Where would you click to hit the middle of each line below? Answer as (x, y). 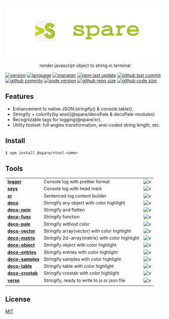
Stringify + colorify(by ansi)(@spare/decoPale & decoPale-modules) (84, 114)
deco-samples (23, 259)
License (18, 299)
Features (19, 96)
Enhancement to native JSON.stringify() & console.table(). (73, 109)
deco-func (19, 217)
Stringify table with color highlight (79, 266)
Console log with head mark (73, 189)
